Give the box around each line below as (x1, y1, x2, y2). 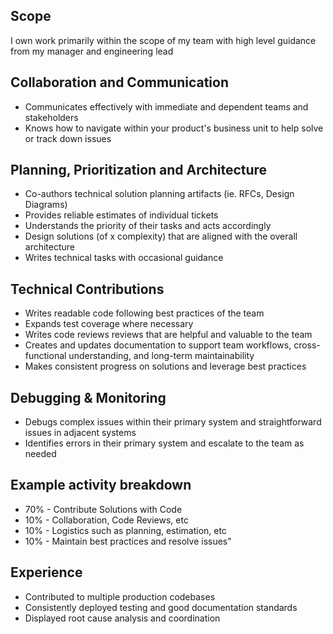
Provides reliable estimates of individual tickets (24, 209, 219, 221)
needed (24, 448, 57, 460)
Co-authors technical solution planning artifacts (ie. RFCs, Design (24, 188, 295, 200)
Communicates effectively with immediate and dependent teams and (24, 100, 309, 113)
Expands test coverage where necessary (24, 318, 194, 330)
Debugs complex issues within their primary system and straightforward (24, 416, 322, 428)
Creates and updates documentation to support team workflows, (24, 339, 292, 351)
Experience (10, 564, 83, 581)
